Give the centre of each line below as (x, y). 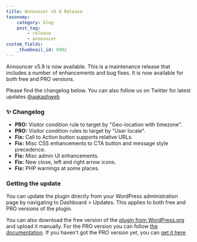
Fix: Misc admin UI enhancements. (56, 156)
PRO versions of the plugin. (39, 209)
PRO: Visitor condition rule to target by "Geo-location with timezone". (98, 125)
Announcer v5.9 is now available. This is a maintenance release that (88, 66)
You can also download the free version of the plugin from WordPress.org (95, 220)
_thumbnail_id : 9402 (42, 50)
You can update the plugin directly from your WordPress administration (92, 196)
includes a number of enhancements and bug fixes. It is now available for (95, 73)
